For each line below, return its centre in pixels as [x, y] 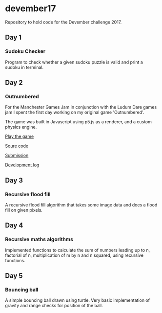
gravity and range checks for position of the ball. [54, 306]
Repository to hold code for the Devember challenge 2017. [63, 22]
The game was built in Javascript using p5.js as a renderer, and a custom [79, 122]
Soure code [17, 146]
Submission [17, 156]
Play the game [20, 136]
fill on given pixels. [24, 210]
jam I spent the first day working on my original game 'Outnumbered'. [75, 112]
